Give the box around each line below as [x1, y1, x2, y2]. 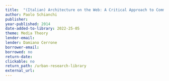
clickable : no [5, 59, 35, 64]
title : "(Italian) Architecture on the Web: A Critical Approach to [5, 7, 154, 13]
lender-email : [5, 36, 35, 41]
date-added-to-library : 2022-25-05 [5, 26, 80, 31]
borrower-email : [5, 45, 39, 50]
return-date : [5, 54, 33, 59]
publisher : [5, 17, 28, 22]
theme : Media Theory [5, 31, 49, 36]
